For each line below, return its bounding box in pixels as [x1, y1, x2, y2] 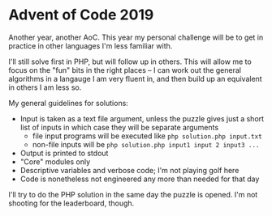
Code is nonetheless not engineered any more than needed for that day [19, 174, 260, 184]
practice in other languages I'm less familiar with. [8, 40, 173, 50]
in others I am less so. [8, 83, 82, 92]
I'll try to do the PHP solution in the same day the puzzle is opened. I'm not [8, 189, 258, 199]
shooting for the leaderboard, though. [8, 198, 135, 208]
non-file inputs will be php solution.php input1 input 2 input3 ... [32, 139, 260, 149]
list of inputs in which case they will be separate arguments [19, 122, 219, 132]
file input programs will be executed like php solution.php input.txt [32, 131, 262, 141]
